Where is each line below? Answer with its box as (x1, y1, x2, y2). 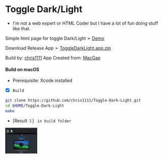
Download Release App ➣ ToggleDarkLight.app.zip (5, 45, 111, 51)
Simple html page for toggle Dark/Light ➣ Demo (5, 35, 104, 41)
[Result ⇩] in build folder (12, 117, 72, 124)
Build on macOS (5, 66, 39, 72)
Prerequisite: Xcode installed (12, 77, 73, 84)
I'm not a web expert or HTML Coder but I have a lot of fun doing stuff (12, 20, 158, 26)
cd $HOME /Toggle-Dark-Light (5, 103, 65, 109)
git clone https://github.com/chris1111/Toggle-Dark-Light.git (5, 98, 141, 103)
